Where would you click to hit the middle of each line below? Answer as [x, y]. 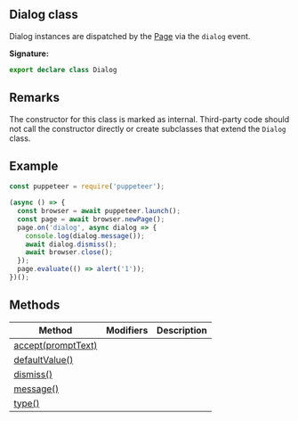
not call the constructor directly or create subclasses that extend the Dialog [148, 128]
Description [182, 330]
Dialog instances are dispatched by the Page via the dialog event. [130, 36]
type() [27, 403]
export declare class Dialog [63, 70]
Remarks [35, 98]
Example [34, 165]
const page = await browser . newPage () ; [91, 219]
